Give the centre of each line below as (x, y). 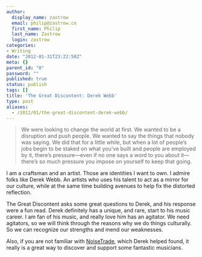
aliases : (17, 107)
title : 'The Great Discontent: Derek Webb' (62, 96)
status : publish (27, 85)
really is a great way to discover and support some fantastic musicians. (94, 248)
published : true (27, 79)
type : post (20, 101)
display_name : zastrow (40, 17)
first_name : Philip (36, 29)
